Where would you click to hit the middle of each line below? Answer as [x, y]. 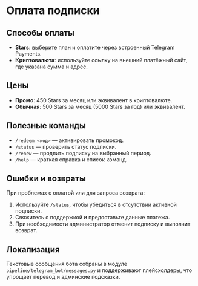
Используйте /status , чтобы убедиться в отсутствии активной [96, 205]
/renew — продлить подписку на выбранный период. [83, 153]
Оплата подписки [53, 11]
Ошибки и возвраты [46, 179]
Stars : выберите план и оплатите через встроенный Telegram [95, 47]
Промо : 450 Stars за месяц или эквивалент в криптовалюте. [94, 100]
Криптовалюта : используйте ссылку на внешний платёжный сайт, [101, 60]
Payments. [28, 54]
